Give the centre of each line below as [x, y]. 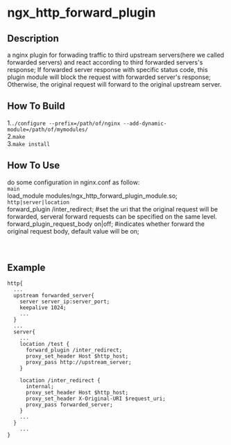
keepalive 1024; [43, 308]
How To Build [36, 106]
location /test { [45, 344]
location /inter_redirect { [60, 381]
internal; [40, 387]
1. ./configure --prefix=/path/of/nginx [64, 123]
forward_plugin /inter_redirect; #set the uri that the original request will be [113, 209]
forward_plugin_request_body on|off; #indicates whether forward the [106, 224]
